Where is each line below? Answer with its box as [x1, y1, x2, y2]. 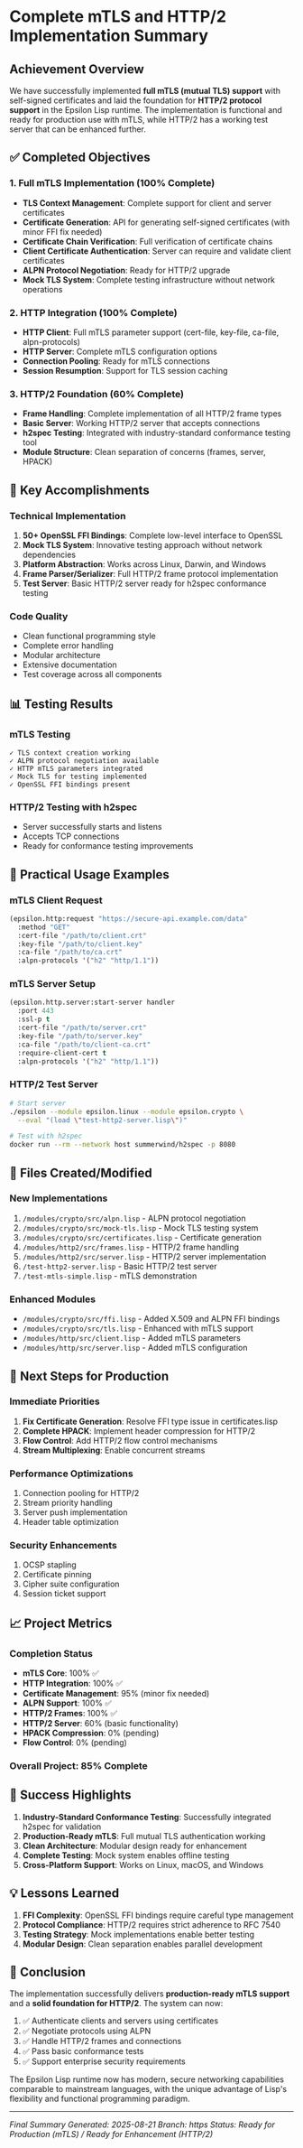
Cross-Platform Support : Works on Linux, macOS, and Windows [22, 1859, 264, 1870]
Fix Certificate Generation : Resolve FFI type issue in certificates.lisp [22, 1416, 278, 1427]
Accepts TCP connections [22, 831, 120, 842]
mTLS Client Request [9, 894, 103, 907]
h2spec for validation [22, 1821, 102, 1832]
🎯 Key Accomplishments [9, 482, 151, 497]
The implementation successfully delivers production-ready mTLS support [9, 1988, 290, 1999]
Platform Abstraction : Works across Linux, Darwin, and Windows [22, 558, 267, 570]
